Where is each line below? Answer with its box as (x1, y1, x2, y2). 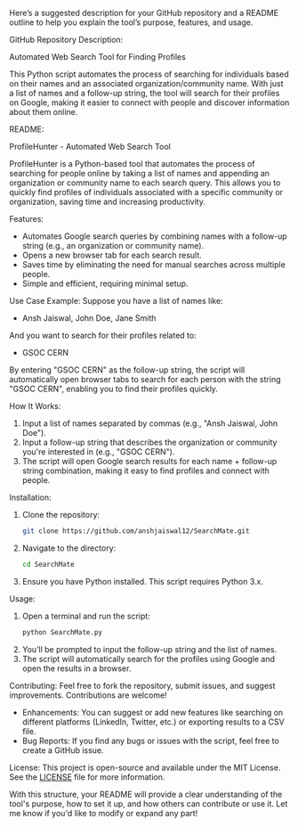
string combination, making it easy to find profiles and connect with (21, 465, 270, 476)
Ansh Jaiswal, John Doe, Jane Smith (21, 313, 157, 323)
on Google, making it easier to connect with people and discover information (9, 97, 290, 108)
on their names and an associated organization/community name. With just (9, 78, 284, 88)
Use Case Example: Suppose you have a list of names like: (9, 296, 224, 306)
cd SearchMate (21, 560, 75, 569)
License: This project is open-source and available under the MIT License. (9, 762, 281, 773)
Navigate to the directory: (21, 543, 117, 553)
